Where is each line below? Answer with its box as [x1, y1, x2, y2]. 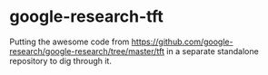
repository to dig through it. [9, 55, 112, 66]
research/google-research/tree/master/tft [9, 45, 165, 56]
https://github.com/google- [131, 36, 233, 47]
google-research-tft [9, 6, 164, 27]
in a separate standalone [166, 45, 259, 56]
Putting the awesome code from [9, 36, 130, 47]
